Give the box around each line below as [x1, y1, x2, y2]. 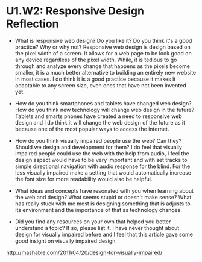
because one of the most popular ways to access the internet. [14, 125, 169, 133]
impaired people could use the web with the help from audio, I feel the [14, 149, 189, 157]
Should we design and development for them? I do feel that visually [14, 143, 183, 151]
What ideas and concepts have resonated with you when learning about [14, 187, 194, 194]
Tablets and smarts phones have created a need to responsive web [14, 113, 182, 120]
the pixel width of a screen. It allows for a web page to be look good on [14, 49, 192, 57]
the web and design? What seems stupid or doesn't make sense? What [14, 193, 192, 201]
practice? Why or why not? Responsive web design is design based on [14, 43, 191, 51]
